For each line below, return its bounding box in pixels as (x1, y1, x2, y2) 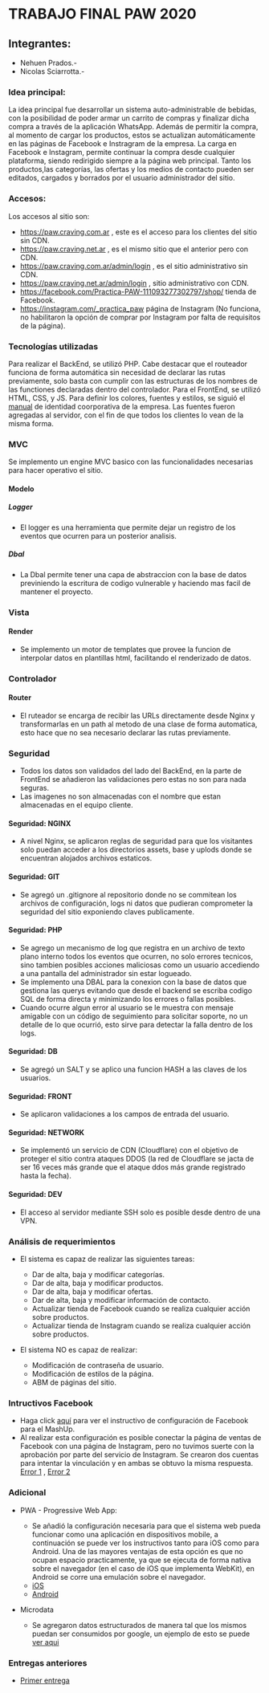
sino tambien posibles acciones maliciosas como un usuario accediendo (19, 960, 259, 970)
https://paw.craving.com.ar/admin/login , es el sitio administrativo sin (19, 261, 249, 271)
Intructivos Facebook (8, 1398, 94, 1409)
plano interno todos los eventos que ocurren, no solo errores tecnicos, (19, 951, 254, 961)
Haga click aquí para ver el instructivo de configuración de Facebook (19, 1416, 249, 1426)
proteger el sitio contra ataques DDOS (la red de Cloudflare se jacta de (19, 1154, 255, 1164)
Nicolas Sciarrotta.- (19, 67, 85, 76)
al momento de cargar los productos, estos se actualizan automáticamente (8, 130, 255, 140)
